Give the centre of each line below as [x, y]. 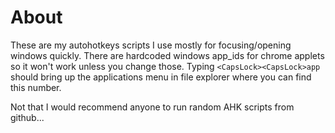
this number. [36, 87]
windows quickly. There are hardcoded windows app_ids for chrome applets [167, 55]
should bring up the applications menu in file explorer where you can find [161, 77]
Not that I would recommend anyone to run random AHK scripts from [152, 107]
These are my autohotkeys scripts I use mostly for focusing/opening [151, 45]
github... [27, 117]
